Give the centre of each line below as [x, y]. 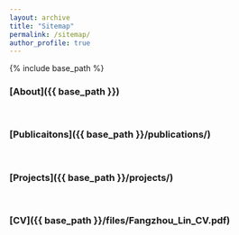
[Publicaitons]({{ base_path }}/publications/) [110, 134]
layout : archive [40, 18]
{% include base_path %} [57, 68]
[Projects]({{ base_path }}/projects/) [92, 177]
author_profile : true [50, 43]
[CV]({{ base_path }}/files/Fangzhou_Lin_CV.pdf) [120, 221]
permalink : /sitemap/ [50, 34]
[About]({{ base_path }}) [64, 92]
